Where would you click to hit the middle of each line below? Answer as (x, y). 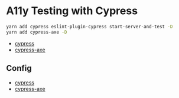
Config (19, 68)
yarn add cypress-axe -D (37, 32)
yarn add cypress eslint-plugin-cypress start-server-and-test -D (89, 27)
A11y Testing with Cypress (72, 11)
